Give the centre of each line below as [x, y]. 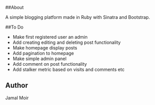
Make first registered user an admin [50, 37]
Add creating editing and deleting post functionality [67, 42]
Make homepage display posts [45, 48]
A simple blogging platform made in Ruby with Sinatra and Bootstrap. [78, 17]
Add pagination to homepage [43, 53]
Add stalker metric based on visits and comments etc [69, 69]
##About [15, 7]
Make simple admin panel [40, 59]
